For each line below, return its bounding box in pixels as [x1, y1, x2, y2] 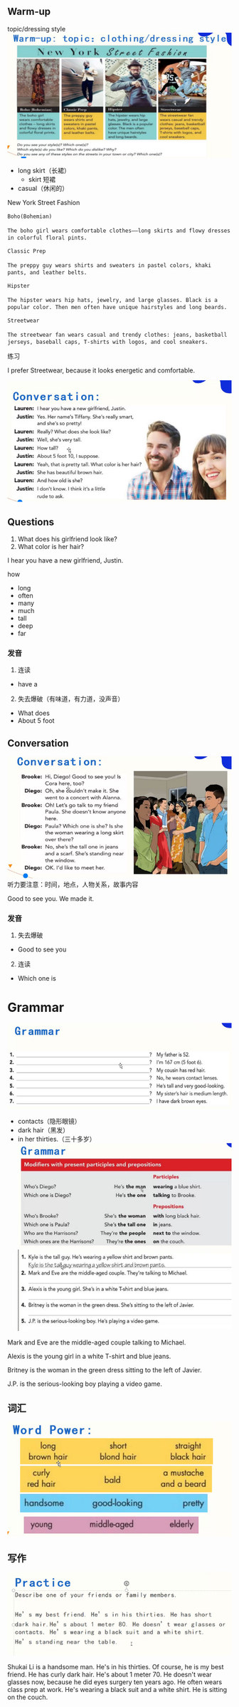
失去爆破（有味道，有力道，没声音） [17, 694, 124, 704]
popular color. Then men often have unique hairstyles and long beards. [7, 303, 228, 310]
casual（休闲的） [17, 184, 69, 192]
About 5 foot [17, 716, 55, 725]
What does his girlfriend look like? [17, 535, 117, 543]
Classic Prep [7, 247, 46, 255]
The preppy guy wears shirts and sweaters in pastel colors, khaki [7, 261, 212, 269]
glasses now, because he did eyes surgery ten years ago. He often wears [7, 1678, 223, 1686]
